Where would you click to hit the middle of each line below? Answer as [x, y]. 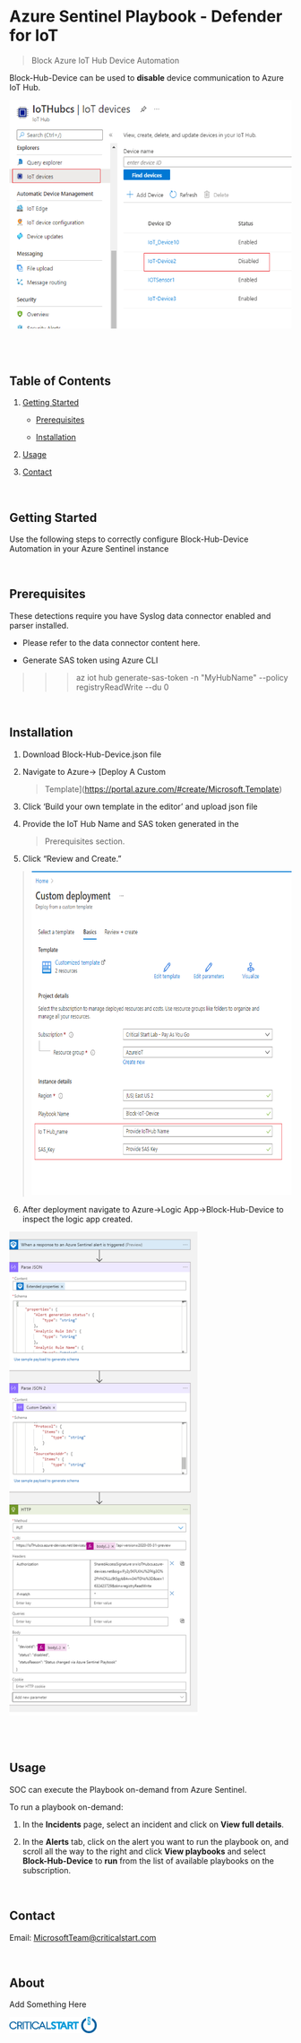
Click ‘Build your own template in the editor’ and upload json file [140, 806]
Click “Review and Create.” [72, 858]
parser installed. [39, 625]
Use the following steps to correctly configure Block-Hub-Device [129, 539]
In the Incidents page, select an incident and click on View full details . [153, 1824]
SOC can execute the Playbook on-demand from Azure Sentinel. [128, 1789]
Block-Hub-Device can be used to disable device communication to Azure [146, 77]
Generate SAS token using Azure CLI [90, 660]
